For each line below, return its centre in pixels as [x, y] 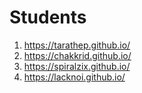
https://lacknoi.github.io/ [74, 77]
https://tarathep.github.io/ [77, 45]
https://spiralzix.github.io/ [77, 66]
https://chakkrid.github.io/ [77, 55]
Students [48, 17]
